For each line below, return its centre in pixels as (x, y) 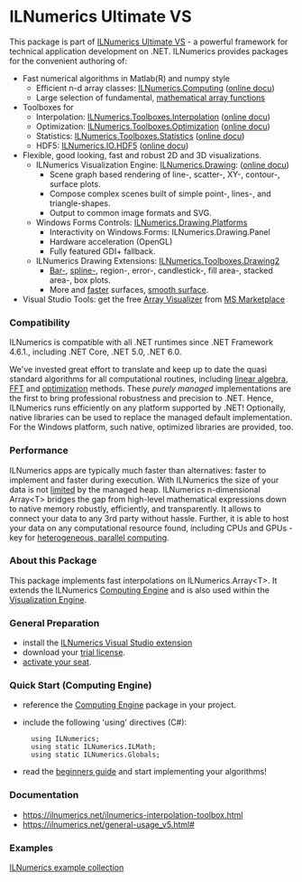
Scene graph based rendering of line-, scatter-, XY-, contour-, (165, 174)
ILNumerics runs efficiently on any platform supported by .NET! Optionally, (148, 408)
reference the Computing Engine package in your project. (129, 705)
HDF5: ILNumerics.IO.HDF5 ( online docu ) (112, 145)
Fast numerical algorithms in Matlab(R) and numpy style (126, 78)
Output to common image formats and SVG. (130, 212)
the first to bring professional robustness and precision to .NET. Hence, (142, 399)
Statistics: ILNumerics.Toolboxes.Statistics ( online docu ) (140, 136)
